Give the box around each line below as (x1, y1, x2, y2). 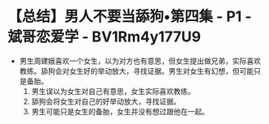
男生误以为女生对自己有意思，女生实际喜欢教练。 (31, 86, 195, 96)
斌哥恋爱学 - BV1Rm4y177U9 (7, 28, 202, 46)
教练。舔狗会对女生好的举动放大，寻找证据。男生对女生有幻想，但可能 (19, 66, 254, 75)
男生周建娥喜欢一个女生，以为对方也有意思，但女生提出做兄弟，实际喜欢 (19, 56, 261, 66)
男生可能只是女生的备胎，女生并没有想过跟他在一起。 (31, 106, 210, 116)
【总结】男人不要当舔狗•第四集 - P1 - (7, 7, 252, 26)
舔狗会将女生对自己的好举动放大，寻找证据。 (31, 96, 181, 106)
